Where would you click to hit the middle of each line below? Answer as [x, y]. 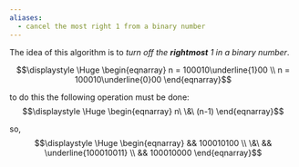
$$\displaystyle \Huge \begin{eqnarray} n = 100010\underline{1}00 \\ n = [153, 70]
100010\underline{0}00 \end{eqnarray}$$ [153, 79]
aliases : [26, 18]
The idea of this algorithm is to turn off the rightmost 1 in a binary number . [149, 52]
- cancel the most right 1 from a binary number [112, 26]
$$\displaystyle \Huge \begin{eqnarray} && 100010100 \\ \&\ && [153, 142]
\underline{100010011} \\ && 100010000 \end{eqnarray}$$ [153, 152]
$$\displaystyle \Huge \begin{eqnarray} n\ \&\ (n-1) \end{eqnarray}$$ [153, 111]
